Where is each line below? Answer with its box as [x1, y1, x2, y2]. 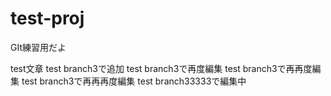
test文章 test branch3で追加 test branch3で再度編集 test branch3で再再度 [10, 62, 313, 74]
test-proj [10, 7, 85, 30]
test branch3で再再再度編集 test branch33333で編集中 [21, 75, 247, 87]
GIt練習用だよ [10, 41, 67, 53]
